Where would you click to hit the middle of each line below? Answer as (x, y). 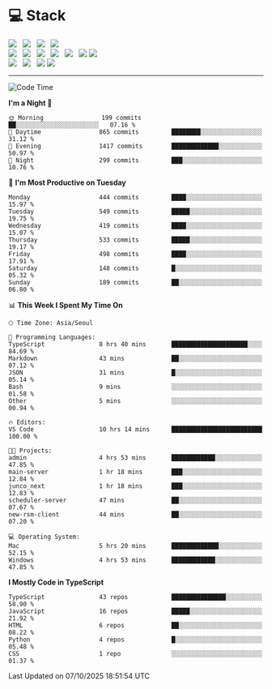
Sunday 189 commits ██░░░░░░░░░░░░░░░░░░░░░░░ (136, 282)
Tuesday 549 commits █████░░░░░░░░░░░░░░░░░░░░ (136, 212)
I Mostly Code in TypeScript (56, 582)
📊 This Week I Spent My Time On (66, 305)
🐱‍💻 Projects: (30, 451)
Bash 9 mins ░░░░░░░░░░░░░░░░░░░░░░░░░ (136, 387)
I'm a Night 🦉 (30, 103)
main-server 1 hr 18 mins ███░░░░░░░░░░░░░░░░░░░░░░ (136, 472)
